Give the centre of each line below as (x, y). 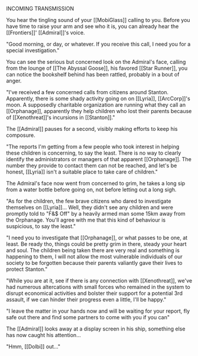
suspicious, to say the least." (41, 226)
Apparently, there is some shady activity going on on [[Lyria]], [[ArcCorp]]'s (98, 98)
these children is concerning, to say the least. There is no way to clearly (94, 153)
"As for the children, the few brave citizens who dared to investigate (89, 201)
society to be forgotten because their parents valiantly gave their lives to (94, 263)
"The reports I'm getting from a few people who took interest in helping (93, 147)
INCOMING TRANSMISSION (40, 9)
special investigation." (33, 50)
